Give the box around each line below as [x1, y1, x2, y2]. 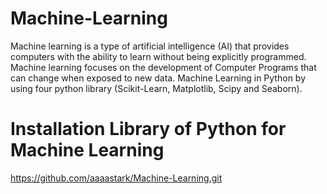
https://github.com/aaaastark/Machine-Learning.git [10, 172, 223, 184]
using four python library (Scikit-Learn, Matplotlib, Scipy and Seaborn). [10, 82, 303, 94]
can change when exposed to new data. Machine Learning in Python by [10, 72, 307, 84]
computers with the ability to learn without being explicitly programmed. [10, 50, 307, 62]
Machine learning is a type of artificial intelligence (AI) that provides [10, 40, 290, 52]
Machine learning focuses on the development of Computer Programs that [10, 61, 317, 73]
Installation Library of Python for [10, 118, 287, 141]
